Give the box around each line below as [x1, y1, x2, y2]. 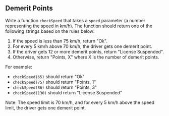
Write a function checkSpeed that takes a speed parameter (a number [5, 17, 146, 23]
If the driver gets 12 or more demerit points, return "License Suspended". [12, 48, 164, 54]
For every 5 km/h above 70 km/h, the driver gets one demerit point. [12, 43, 152, 49]
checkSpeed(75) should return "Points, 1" [12, 79, 96, 85]
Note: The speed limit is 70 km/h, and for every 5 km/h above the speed [5, 99, 155, 105]
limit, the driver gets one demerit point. [5, 104, 86, 110]
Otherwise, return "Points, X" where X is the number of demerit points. [12, 54, 159, 60]
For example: [5, 64, 33, 70]
